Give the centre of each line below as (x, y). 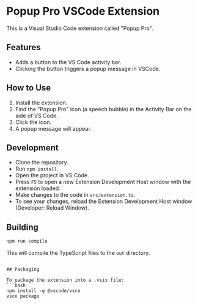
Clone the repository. (42, 163)
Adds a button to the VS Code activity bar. (68, 62)
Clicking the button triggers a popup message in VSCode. (88, 68)
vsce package (23, 296)
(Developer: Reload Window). (52, 208)
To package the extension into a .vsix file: (65, 280)
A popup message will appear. (53, 128)
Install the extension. (41, 103)
